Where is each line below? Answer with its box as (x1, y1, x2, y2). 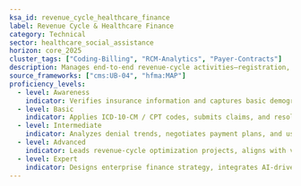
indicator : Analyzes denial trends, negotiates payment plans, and (25, 130, 282, 139)
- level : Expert (17, 154, 78, 164)
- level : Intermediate (17, 122, 102, 131)
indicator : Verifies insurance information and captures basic (25, 96, 267, 106)
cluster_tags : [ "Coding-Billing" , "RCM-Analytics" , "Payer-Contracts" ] (9, 55, 282, 63)
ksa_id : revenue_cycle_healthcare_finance (9, 13, 170, 22)
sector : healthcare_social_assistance (9, 38, 154, 47)
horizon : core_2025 (9, 46, 82, 55)
